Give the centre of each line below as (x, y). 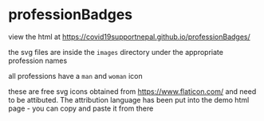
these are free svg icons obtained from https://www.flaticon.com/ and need (132, 91)
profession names (38, 60)
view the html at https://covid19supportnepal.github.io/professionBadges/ (130, 37)
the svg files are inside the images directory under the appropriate (116, 52)
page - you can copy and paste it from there (81, 108)
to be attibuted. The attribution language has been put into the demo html (129, 100)
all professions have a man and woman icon (75, 76)
